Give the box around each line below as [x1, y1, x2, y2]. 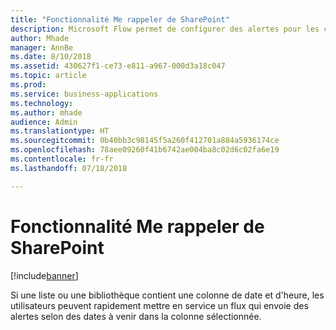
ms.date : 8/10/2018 [10, 52, 92, 62]
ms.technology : [10, 98, 74, 108]
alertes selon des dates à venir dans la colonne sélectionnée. [10, 310, 262, 322]
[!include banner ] [10, 269, 79, 281]
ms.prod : [10, 80, 47, 90]
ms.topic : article [10, 71, 87, 81]
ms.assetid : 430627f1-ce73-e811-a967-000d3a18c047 [10, 61, 226, 71]
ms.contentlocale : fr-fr [10, 154, 114, 164]
